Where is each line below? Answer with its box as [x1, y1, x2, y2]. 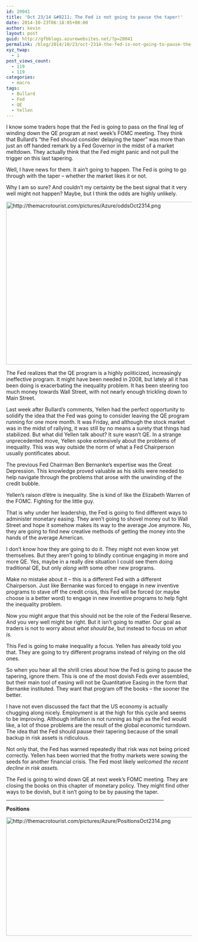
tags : [6, 85, 19, 91]
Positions [6, 805, 30, 812]
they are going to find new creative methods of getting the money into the [6, 528, 186, 535]
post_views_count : [6, 58, 51, 64]
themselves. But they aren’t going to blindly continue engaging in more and [6, 552, 189, 559]
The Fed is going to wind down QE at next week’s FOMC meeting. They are [6, 776, 188, 783]
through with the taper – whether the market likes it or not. [6, 172, 147, 180]
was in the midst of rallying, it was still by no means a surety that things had [6, 425, 190, 432]
